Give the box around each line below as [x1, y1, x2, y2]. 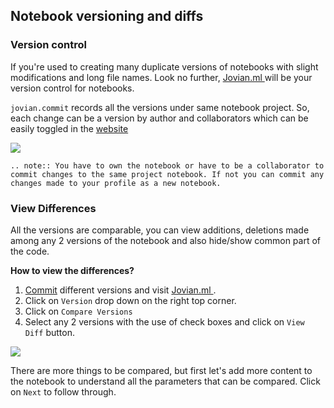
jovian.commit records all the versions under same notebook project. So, [10, 101, 310, 113]
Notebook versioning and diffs [10, 8, 204, 25]
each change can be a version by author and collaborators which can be [10, 112, 309, 124]
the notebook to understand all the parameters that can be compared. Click [10, 375, 321, 387]
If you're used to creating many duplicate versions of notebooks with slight [10, 60, 319, 73]
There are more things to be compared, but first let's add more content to [10, 364, 313, 376]
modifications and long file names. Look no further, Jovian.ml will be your [10, 71, 313, 83]
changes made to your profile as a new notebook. [10, 178, 222, 188]
